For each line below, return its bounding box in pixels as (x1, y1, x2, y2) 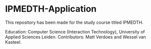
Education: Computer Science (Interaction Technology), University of (5, 29, 145, 34)
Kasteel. (5, 39, 22, 45)
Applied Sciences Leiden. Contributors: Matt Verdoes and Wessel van (5, 34, 146, 40)
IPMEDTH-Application (5, 3, 97, 15)
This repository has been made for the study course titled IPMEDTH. (5, 19, 144, 25)
